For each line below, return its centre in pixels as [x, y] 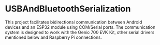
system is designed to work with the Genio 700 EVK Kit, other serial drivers [80, 32]
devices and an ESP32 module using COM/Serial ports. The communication [80, 27]
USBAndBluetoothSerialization [68, 9]
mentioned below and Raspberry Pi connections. [54, 37]
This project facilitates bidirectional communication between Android [74, 22]
